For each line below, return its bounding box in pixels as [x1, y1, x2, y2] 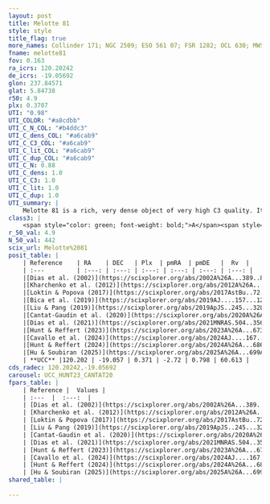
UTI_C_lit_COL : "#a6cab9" [8, 147, 95, 155]
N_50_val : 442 [8, 237, 56, 245]
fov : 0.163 [8, 57, 45, 65]
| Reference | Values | [22, 386, 106, 395]
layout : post [8, 11, 52, 20]
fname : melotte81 [8, 49, 67, 57]
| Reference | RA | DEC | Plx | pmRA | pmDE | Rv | [22, 258, 250, 266]
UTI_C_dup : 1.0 [8, 191, 59, 200]
